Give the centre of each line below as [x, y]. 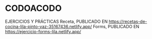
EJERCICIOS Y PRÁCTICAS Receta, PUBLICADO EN [56, 21]
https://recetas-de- [128, 21]
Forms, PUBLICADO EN [116, 26]
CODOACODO [33, 8]
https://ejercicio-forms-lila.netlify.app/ [43, 31]
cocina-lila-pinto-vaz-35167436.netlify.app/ [48, 26]
